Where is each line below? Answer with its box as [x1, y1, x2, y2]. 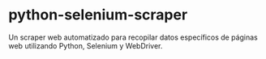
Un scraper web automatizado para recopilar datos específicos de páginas [8, 32, 258, 42]
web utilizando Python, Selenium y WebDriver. [8, 40, 163, 50]
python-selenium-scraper [8, 6, 188, 24]
